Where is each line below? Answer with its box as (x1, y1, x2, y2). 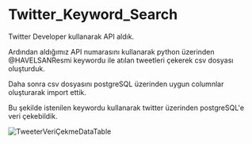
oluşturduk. (8, 63, 45, 73)
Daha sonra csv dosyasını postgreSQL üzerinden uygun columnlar (8, 79, 224, 89)
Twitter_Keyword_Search (8, 6, 178, 24)
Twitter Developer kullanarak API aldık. (8, 32, 135, 41)
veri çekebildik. (8, 111, 58, 120)
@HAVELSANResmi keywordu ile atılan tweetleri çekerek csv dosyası (8, 55, 234, 65)
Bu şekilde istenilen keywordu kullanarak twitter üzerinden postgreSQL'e (8, 103, 244, 112)
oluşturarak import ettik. (8, 87, 87, 97)
